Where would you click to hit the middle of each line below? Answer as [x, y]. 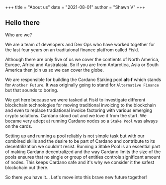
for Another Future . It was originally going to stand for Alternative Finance [82, 85]
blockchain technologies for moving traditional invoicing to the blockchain [81, 105]
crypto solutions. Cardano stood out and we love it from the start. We [76, 115]
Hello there [23, 23]
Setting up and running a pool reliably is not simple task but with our [75, 136]
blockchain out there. [27, 167]
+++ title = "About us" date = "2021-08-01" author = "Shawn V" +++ [75, 7]
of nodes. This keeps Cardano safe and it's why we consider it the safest [80, 162]
